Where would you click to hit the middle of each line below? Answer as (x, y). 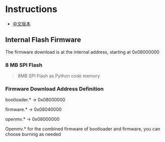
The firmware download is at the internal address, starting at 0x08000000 (82, 52)
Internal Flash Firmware (43, 40)
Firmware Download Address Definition (54, 89)
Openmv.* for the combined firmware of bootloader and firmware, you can (83, 129)
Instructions (31, 9)
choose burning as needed (33, 134)
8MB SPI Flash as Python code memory (59, 76)
